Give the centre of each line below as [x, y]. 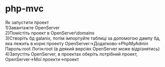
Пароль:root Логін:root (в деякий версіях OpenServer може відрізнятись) [82, 49]
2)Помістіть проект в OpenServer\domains [50, 33]
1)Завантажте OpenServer [33, 27]
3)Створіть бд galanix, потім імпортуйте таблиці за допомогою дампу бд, [83, 38]
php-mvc [24, 9]
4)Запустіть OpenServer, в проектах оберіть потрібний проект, [72, 54]
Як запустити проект [27, 22]
